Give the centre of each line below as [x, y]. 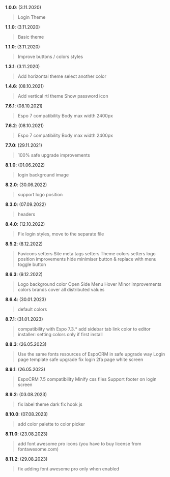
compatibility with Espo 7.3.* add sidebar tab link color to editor [84, 329]
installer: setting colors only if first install [60, 334]
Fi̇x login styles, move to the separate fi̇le [61, 234]
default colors [32, 309]
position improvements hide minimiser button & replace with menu [87, 259]
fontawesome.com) [38, 449]
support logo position [40, 195]
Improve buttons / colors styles [50, 56]
